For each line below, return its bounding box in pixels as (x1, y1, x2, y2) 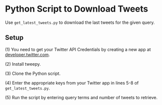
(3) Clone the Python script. (5, 70, 61, 76)
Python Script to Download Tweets (5, 3, 148, 15)
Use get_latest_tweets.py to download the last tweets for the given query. (5, 19, 155, 25)
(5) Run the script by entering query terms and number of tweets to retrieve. (5, 94, 158, 100)
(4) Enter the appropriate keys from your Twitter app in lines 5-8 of (5, 80, 139, 86)
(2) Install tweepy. (5, 61, 41, 67)
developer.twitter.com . (5, 52, 50, 57)
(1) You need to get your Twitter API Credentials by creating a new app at (5, 46, 151, 52)
